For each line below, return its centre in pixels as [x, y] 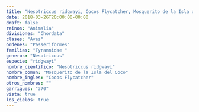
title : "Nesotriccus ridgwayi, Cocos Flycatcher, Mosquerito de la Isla [98, 12]
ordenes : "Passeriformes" [38, 45]
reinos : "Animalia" [30, 28]
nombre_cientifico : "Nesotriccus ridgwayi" [61, 67]
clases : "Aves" [25, 39]
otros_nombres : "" [29, 84]
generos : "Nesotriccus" [36, 56]
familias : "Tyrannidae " [37, 50]
